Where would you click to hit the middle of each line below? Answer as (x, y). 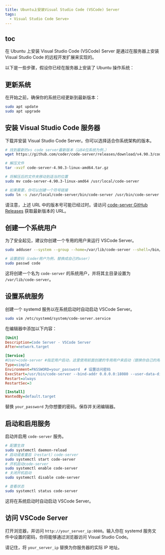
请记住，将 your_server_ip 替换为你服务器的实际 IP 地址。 (64, 547)
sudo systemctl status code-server (41, 491)
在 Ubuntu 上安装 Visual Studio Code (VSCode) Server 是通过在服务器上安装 (82, 51)
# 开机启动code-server (27, 464)
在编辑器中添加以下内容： (31, 328)
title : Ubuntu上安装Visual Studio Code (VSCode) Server (62, 10)
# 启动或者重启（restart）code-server (42, 455)
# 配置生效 (15, 445)
